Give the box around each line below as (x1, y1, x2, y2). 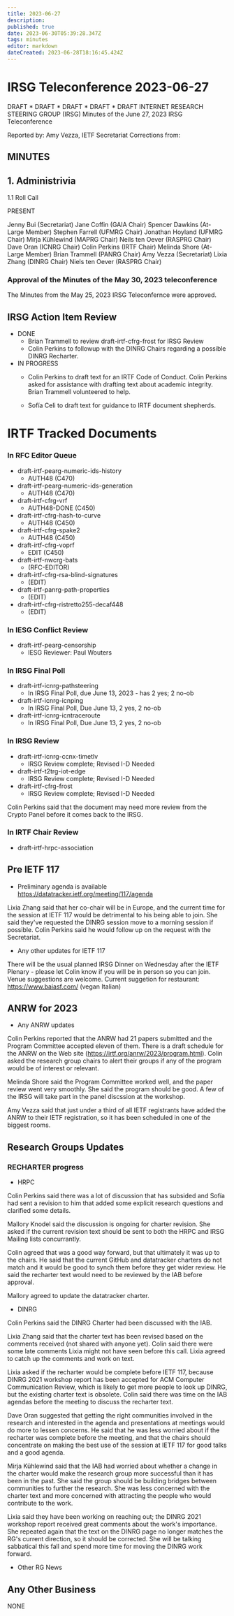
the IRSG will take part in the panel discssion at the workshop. (7, 1093, 186, 1101)
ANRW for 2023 (7, 1003, 78, 1014)
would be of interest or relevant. (7, 1064, 99, 1072)
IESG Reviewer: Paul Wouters (27, 648, 112, 657)
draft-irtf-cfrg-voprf (17, 541, 75, 549)
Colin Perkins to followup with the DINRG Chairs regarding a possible (27, 344, 226, 353)
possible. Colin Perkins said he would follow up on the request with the (7, 925, 211, 933)
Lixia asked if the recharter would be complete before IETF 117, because (7, 1368, 214, 1376)
